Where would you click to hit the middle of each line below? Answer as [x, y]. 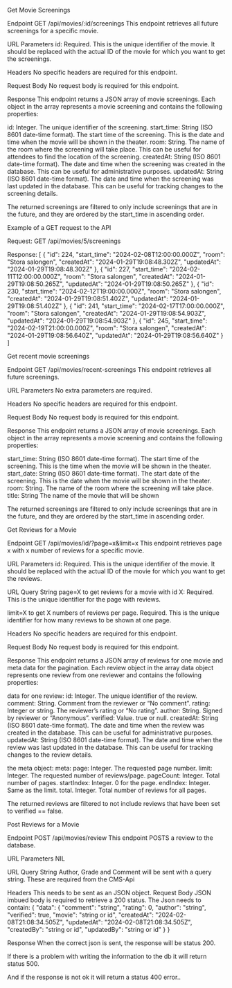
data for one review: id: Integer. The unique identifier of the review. [102, 696]
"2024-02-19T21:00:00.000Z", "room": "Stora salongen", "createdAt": [107, 328]
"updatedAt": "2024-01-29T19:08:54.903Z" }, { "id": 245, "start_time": [107, 321]
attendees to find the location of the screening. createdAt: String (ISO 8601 [114, 156]
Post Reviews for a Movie [43, 824]
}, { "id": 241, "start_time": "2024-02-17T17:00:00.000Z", [144, 306]
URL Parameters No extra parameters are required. [80, 390]
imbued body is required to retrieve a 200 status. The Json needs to [105, 900]
